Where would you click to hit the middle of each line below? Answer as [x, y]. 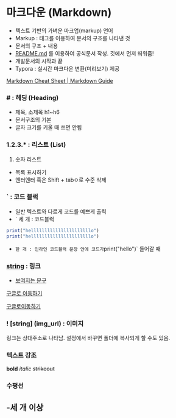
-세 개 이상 [25, 407]
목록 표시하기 [31, 172]
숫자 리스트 [28, 159]
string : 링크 [24, 266]
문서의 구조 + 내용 [37, 46]
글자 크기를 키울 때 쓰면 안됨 [48, 127]
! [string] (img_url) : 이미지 [45, 324]
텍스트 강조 [22, 355]
